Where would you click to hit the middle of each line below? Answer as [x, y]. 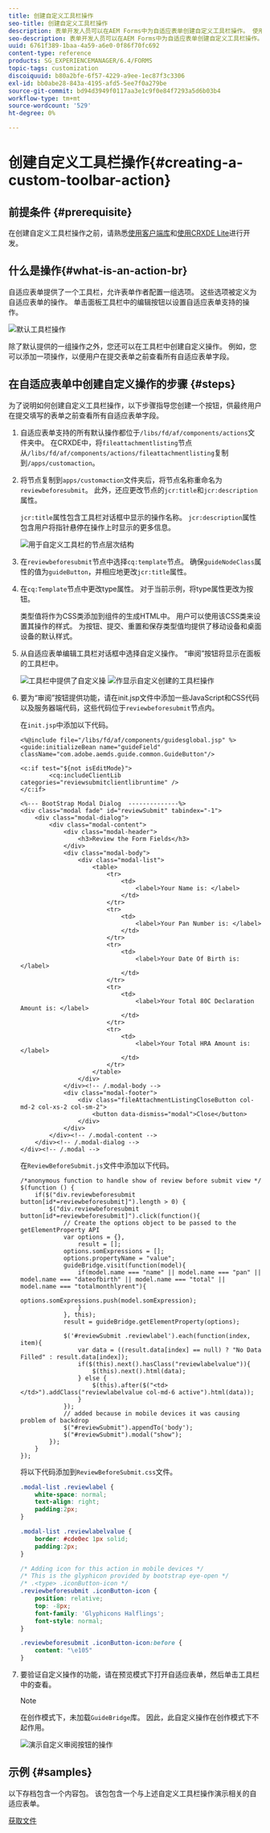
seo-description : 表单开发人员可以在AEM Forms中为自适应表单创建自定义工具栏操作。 [136, 38]
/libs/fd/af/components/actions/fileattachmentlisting [121, 453]
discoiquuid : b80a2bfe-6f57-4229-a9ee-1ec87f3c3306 [96, 76]
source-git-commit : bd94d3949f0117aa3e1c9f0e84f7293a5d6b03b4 [115, 91]
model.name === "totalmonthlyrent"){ [83, 1286]
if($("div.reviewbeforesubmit [85, 1194]
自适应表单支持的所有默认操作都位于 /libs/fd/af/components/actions [134, 432]
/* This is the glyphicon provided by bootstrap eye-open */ [125, 1576]
